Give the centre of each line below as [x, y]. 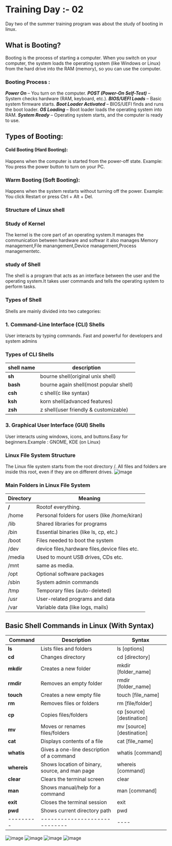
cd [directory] [134, 657]
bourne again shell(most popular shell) [87, 385]
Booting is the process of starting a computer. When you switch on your [81, 58]
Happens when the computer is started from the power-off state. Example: [84, 161]
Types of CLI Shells [30, 354]
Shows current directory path [76, 811]
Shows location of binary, [71, 764]
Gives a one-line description [75, 750]
